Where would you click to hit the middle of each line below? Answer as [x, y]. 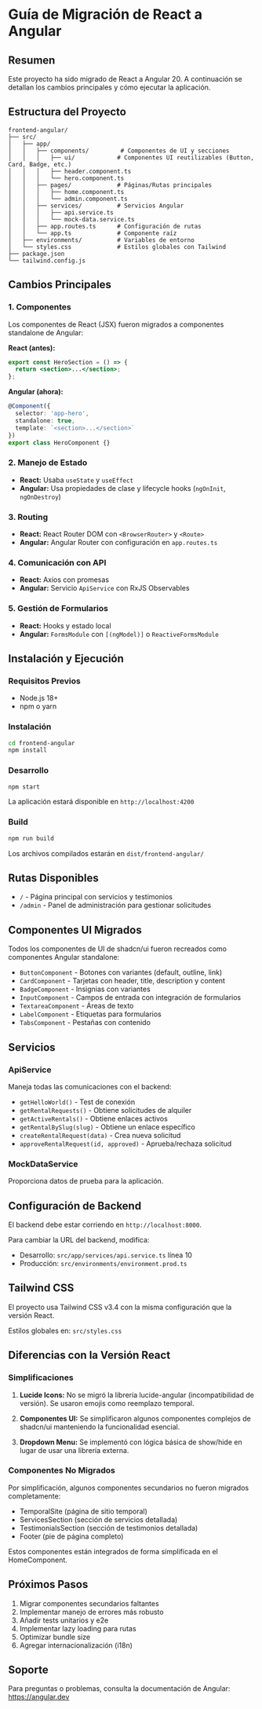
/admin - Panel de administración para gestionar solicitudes [115, 906]
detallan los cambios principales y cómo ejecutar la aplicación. [109, 87]
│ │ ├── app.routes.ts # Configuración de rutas [105, 226]
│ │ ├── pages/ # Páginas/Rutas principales [110, 185]
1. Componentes [40, 307]
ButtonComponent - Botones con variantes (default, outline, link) [120, 972]
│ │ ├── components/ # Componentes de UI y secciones [119, 151]
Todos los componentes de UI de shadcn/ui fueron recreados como [118, 949]
